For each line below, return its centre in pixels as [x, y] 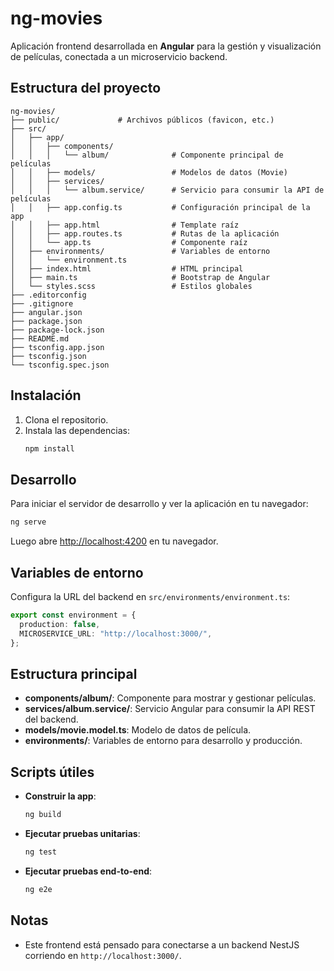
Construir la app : [60, 796]
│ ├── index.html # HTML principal [127, 268]
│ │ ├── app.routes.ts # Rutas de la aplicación [145, 233]
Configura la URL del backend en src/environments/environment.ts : [150, 596]
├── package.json [46, 321]
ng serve [28, 522]
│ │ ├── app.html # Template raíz [125, 225]
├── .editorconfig [48, 295]
